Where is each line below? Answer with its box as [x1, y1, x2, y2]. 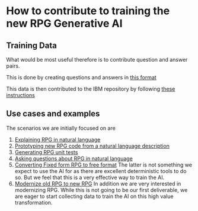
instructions [6, 92, 36, 98]
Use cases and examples [6, 108, 100, 119]
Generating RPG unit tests [14, 148, 78, 155]
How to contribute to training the [6, 4, 170, 18]
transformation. [14, 199, 53, 206]
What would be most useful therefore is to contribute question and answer [6, 56, 188, 63]
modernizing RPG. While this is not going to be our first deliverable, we [14, 186, 188, 193]
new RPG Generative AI [6, 17, 123, 30]
